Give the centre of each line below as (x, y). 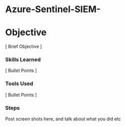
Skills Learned (23, 60)
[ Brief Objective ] (23, 47)
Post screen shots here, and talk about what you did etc (63, 119)
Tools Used (19, 83)
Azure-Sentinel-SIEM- (53, 9)
